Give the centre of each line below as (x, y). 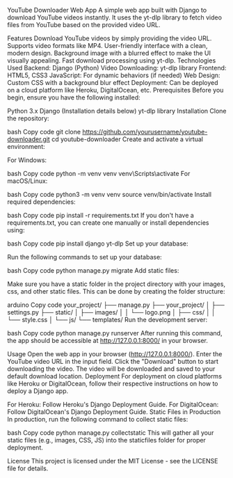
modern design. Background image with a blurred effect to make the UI (109, 53)
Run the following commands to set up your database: (85, 257)
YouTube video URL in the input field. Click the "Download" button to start (113, 361)
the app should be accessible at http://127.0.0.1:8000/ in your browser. (108, 341)
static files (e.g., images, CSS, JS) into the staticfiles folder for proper (107, 440)
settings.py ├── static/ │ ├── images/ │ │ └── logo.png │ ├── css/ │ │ (111, 312)
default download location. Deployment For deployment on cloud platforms (115, 376)
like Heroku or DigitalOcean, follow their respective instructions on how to (113, 383)
